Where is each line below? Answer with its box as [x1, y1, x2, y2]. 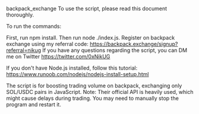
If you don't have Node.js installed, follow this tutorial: [6, 64, 138, 71]
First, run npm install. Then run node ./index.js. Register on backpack [6, 34, 175, 41]
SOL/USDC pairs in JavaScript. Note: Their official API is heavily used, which [6, 89, 194, 95]
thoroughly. [6, 11, 34, 18]
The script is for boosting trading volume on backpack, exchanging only [6, 82, 182, 89]
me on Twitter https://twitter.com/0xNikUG [6, 53, 110, 60]
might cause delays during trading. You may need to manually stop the [6, 95, 179, 102]
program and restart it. [6, 101, 61, 108]
